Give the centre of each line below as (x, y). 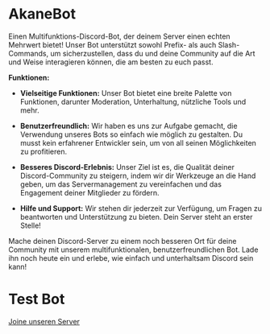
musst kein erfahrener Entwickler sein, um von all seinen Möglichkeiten (138, 142)
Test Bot (37, 299)
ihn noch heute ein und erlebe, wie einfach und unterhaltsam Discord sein (131, 258)
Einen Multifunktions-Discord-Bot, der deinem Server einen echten (120, 36)
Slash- (229, 44)
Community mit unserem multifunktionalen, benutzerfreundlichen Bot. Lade (133, 249)
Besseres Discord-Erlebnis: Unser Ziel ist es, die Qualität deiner (127, 167)
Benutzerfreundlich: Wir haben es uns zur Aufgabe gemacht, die (129, 126)
